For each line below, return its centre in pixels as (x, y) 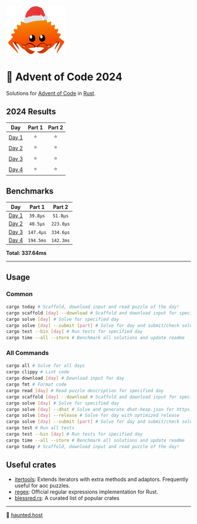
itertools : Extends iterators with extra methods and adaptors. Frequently (101, 479)
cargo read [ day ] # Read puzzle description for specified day (85, 390)
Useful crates (31, 465)
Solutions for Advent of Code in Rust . (51, 93)
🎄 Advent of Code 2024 (64, 77)
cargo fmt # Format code (36, 384)
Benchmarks (30, 191)
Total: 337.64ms (26, 253)
